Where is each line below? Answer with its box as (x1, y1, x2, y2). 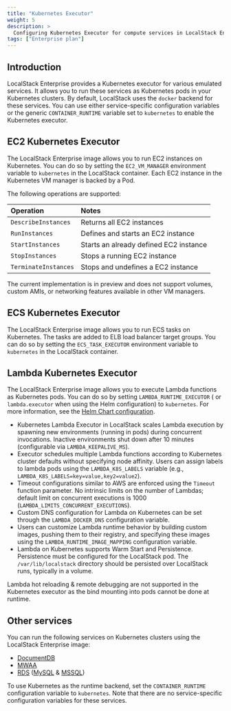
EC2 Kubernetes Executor (7, 136, 120, 148)
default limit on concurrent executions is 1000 (16, 494, 147, 502)
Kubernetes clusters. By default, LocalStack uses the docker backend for (7, 94, 213, 102)
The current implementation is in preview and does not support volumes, (7, 279, 213, 288)
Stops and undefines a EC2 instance (80, 262, 198, 272)
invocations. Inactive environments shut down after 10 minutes (16, 435, 195, 444)
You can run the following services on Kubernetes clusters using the (7, 633, 201, 641)
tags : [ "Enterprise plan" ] (7, 36, 85, 43)
